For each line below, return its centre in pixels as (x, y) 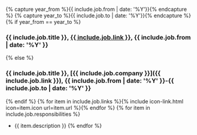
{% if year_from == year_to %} (43, 22)
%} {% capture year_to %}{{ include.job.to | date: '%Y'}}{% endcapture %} (99, 16)
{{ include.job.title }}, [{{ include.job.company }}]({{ (83, 73)
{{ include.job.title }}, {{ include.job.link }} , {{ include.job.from (98, 37)
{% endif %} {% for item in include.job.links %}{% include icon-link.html (95, 101)
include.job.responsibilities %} (43, 114)
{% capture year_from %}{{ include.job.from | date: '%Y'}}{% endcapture (96, 9)
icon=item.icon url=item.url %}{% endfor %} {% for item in (78, 108)
